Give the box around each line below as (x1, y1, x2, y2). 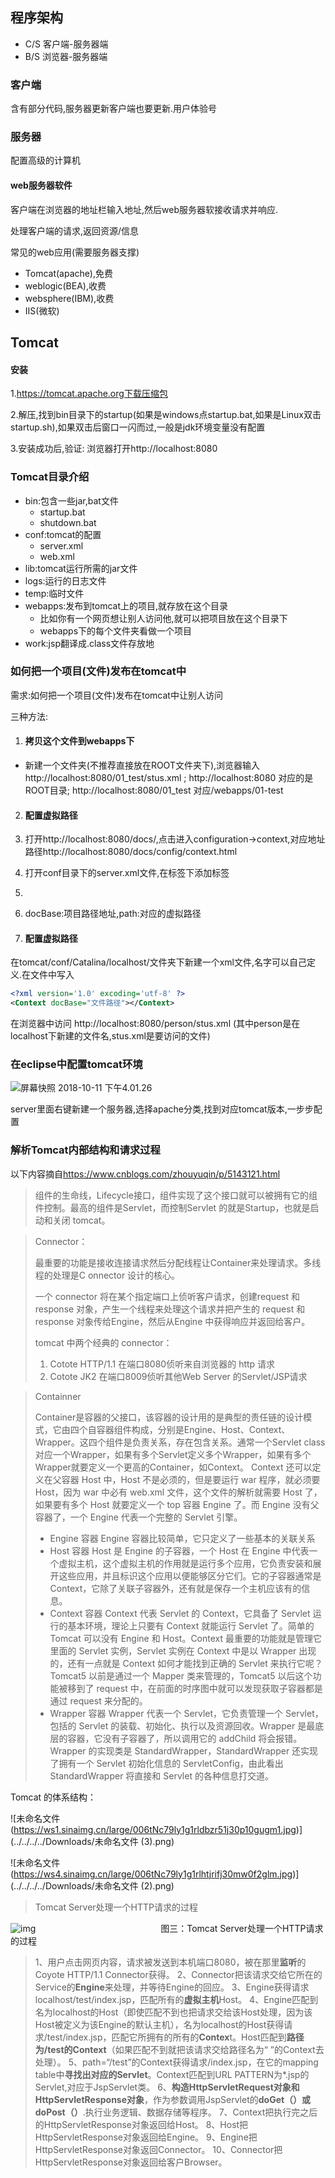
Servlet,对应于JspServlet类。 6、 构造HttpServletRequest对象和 (34, 2081, 300, 2093)
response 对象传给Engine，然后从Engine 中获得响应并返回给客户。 (34, 1315, 311, 1327)
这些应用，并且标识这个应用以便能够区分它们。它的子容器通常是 (58, 1569, 322, 1582)
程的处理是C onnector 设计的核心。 (34, 1269, 181, 1281)
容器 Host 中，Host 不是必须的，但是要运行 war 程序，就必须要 (61, 1473, 321, 1485)
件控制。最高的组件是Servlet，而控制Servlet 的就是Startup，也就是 (34, 1201, 311, 1213)
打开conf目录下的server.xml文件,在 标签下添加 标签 (24, 867, 230, 879)
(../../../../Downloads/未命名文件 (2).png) (10, 1879, 175, 1892)
